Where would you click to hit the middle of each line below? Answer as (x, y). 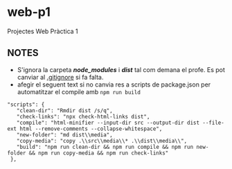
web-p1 (29, 12)
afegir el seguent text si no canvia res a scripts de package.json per (114, 84)
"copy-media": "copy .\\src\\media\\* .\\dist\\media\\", (102, 141)
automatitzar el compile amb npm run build (79, 91)
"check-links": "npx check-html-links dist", (83, 116)
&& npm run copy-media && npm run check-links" (99, 153)
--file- (214, 123)
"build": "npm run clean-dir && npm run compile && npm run (105, 147)
